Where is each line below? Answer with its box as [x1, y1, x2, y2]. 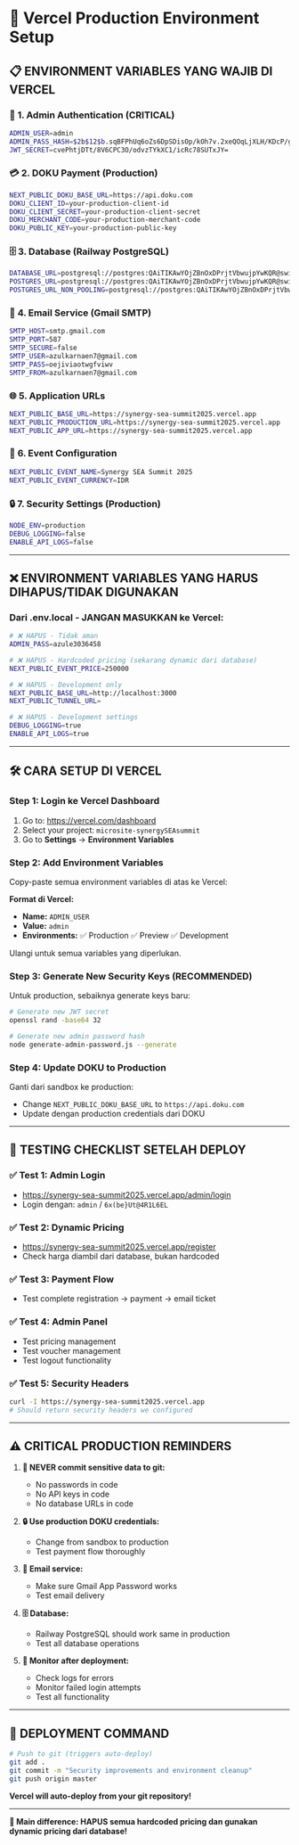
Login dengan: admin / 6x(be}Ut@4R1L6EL [21, 1199, 169, 1209]
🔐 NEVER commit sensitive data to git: [21, 1462, 166, 1473]
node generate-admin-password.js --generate [9, 1040, 177, 1049]
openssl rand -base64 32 [9, 1016, 101, 1025]
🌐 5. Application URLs [9, 389, 106, 402]
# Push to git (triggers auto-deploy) [9, 1750, 153, 1759]
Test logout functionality [21, 1355, 112, 1365]
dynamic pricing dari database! [9, 1825, 127, 1836]
